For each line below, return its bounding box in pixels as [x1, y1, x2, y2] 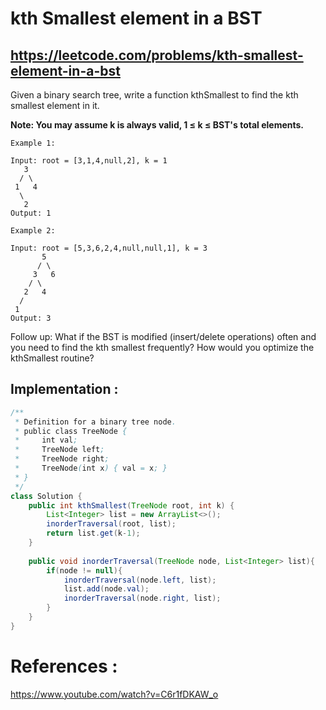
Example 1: [10, 138, 56, 148]
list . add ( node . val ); [63, 584, 150, 594]
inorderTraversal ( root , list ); [46, 519, 177, 529]
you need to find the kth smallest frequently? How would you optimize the [10, 342, 315, 353]
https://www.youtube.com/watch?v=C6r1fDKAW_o [10, 688, 219, 700]
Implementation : [10, 381, 119, 398]
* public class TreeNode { [14, 426, 128, 436]
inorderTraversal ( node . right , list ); [63, 593, 222, 604]
